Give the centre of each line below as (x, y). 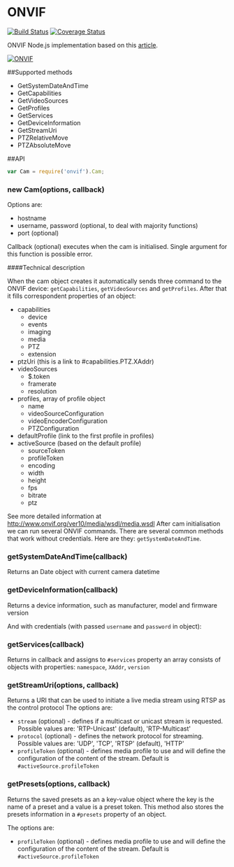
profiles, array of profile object (61, 399)
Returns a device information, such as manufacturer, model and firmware (112, 605)
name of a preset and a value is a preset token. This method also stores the (116, 807)
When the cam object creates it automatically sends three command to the (115, 281)
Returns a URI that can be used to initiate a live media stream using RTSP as (116, 701)
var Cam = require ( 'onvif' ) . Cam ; (56, 171)
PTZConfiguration (53, 429)
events (37, 324)
